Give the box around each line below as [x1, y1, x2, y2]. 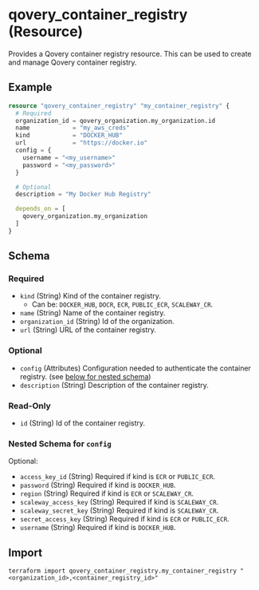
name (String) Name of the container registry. [19, 308, 166, 318]
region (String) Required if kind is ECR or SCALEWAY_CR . [19, 489, 194, 498]
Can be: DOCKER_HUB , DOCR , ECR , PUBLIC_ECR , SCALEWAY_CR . [31, 299, 214, 309]
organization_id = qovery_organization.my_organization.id [15, 117, 216, 125]
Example [8, 81, 53, 94]
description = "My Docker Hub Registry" [15, 190, 151, 199]
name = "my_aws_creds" [15, 124, 130, 133]
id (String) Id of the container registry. [19, 418, 146, 428]
